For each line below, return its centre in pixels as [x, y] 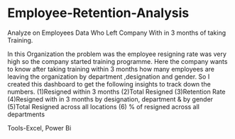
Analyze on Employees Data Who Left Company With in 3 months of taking [117, 33]
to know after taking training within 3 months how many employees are [111, 69]
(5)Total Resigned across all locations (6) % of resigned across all [104, 106]
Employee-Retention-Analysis [98, 13]
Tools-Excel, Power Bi [39, 128]
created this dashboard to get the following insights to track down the [109, 84]
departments [26, 114]
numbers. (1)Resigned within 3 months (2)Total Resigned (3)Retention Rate [116, 91]
